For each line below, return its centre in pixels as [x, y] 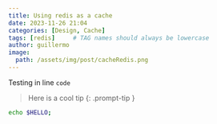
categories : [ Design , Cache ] [57, 30]
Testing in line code [39, 82]
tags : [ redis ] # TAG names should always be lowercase [109, 38]
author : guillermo [39, 45]
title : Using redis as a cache [60, 15]
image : [19, 52]
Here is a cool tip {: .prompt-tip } [81, 98]
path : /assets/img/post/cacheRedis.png [82, 60]
